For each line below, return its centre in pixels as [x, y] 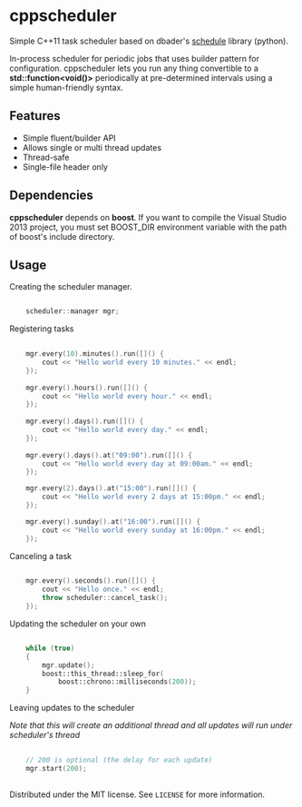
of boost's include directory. [62, 236]
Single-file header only [65, 167]
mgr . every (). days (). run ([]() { [85, 422]
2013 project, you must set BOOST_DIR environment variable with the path [148, 227]
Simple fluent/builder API [69, 138]
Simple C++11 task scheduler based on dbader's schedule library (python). [149, 41]
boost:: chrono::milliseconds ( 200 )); [127, 682]
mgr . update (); [68, 665]
